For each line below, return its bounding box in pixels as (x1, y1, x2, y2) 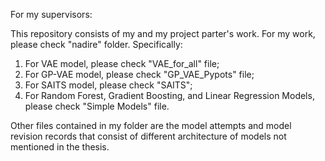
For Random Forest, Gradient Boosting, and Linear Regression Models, (24, 90, 315, 101)
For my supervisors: (10, 9, 93, 20)
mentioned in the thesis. (10, 141, 110, 153)
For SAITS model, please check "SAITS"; (24, 79, 193, 91)
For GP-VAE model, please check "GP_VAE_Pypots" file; (24, 69, 255, 80)
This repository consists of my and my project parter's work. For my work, (10, 28, 316, 39)
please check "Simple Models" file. (24, 100, 170, 112)
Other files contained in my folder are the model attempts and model (10, 120, 292, 131)
